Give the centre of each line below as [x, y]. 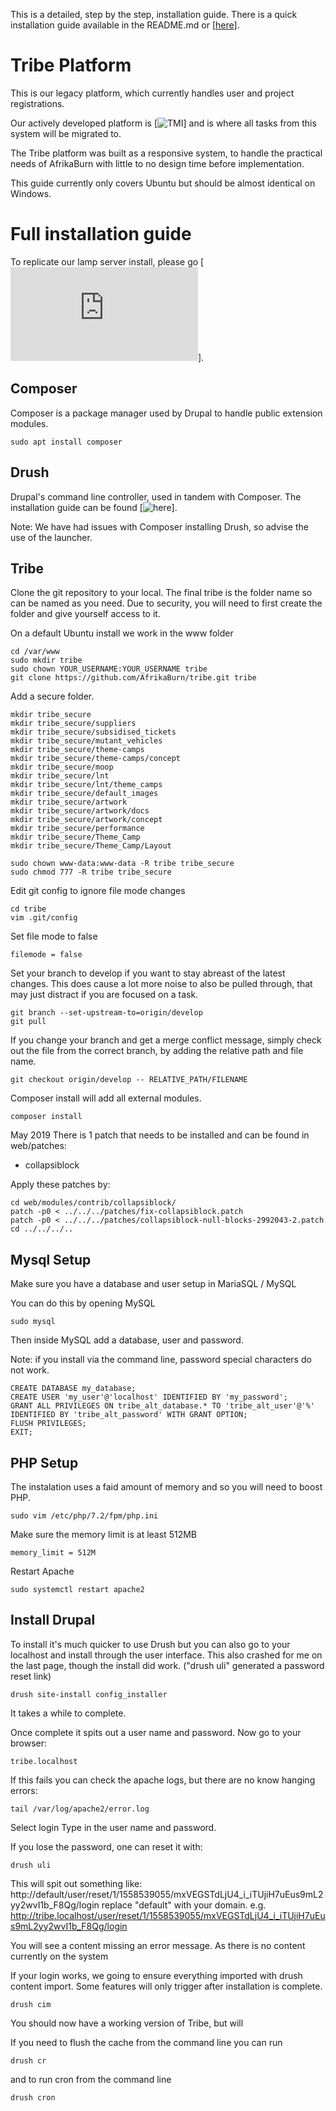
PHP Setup [44, 1462]
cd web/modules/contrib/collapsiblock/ [93, 1203]
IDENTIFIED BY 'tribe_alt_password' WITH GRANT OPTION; [129, 1415]
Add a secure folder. [52, 696]
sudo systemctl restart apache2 [77, 1589]
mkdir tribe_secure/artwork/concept [86, 820]
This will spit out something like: [76, 1883]
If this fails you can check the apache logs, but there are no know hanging [163, 1780]
